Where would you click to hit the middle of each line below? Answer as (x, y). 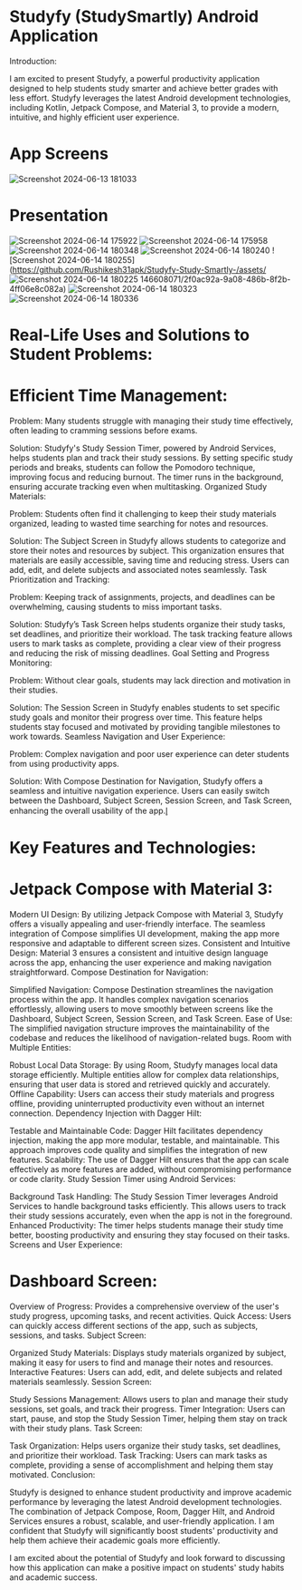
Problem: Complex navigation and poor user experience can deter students (149, 753)
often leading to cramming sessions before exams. (104, 430)
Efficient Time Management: (118, 396)
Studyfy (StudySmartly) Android (134, 17)
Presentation (59, 216)
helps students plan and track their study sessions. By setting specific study (151, 457)
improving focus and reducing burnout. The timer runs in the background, (146, 477)
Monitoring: (31, 663)
